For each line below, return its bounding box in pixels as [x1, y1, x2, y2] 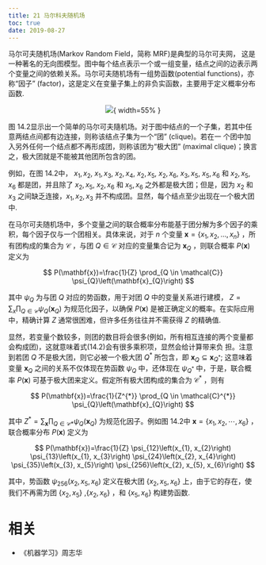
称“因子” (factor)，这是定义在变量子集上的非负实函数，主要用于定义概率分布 [8, 79, 256, 88]
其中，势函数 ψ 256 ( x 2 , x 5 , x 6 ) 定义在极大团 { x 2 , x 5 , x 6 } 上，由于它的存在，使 [8, 477, 252, 488]
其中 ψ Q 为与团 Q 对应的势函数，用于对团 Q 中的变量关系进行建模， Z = [8, 293, 241, 304]
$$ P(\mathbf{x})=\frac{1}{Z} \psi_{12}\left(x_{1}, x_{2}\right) [34, 444, 232, 453]
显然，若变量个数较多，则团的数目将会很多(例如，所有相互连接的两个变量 [8, 332, 247, 341]
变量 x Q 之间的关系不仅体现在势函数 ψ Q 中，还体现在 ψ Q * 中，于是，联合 [8, 363, 245, 375]
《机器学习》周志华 [19, 548, 83, 557]
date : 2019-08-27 [8, 26, 66, 34]
